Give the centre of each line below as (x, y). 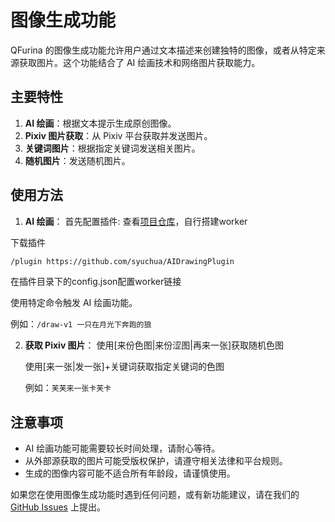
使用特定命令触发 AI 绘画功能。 (74, 303)
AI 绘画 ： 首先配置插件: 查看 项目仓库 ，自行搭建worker (136, 221)
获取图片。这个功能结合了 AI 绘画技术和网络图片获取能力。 (139, 62)
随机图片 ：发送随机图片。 (77, 160)
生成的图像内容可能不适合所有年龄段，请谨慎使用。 (130, 473)
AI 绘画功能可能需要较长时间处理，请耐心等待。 (122, 448)
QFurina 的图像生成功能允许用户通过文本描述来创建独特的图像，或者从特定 (163, 50)
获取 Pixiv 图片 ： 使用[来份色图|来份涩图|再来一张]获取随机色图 (154, 345)
